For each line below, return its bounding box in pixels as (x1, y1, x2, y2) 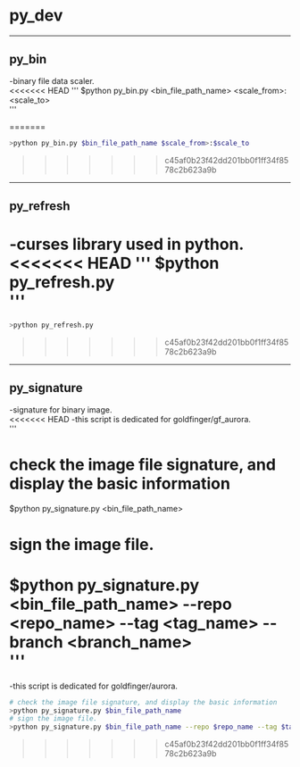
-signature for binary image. (9, 404, 112, 415)
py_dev (9, 5, 63, 26)
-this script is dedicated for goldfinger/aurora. (9, 680, 179, 691)
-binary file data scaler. (9, 75, 96, 86)
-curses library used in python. (9, 234, 245, 254)
